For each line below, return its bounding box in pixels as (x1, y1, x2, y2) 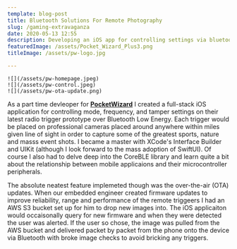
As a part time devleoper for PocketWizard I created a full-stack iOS (7, 99, 207, 108)
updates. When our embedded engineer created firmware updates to (7, 188, 208, 197)
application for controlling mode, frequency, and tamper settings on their (7, 107, 219, 116)
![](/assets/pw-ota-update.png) (7, 87, 102, 95)
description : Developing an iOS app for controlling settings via (7, 37, 207, 44)
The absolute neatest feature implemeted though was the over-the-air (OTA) (7, 181, 229, 189)
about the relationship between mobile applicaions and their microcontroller (7, 159, 228, 168)
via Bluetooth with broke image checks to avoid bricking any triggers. (7, 233, 209, 242)
